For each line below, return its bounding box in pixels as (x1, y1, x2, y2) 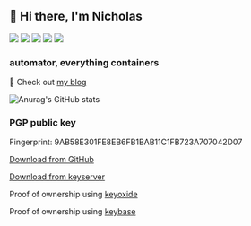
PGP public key (9, 117, 76, 129)
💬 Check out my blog (9, 77, 87, 88)
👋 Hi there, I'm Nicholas (9, 9, 143, 24)
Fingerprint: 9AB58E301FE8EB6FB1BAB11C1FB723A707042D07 (9, 136, 243, 148)
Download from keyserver (9, 171, 106, 182)
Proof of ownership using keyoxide (9, 189, 138, 200)
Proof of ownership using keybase (9, 206, 136, 217)
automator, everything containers (9, 56, 160, 68)
